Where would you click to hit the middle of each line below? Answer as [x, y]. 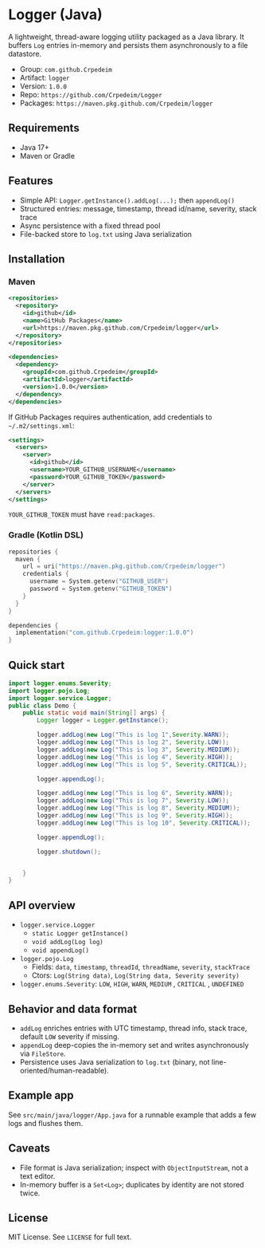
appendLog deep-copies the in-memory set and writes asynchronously [134, 1045]
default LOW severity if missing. [69, 1036]
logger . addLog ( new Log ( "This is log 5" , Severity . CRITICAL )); [142, 764]
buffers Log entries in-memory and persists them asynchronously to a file [128, 45]
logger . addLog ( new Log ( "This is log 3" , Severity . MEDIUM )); [138, 750]
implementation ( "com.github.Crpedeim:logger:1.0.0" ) [105, 633]
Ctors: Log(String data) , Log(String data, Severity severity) [136, 975]
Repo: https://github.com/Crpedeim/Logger [91, 94]
